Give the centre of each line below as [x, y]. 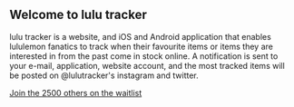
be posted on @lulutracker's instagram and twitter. [104, 75]
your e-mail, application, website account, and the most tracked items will [147, 65]
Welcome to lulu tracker [78, 15]
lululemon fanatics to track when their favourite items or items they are [142, 46]
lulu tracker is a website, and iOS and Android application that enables [141, 36]
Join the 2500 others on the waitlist [76, 92]
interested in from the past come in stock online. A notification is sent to [144, 56]
